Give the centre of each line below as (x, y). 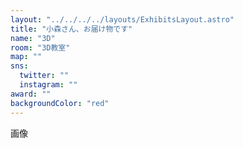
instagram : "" (48, 85)
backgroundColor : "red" (60, 103)
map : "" (26, 57)
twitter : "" (44, 76)
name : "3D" (33, 38)
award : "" (31, 94)
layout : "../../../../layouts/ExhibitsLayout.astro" (122, 19)
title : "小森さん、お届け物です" (71, 29)
